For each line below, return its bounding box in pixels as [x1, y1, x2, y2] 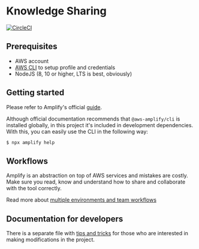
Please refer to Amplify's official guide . [6, 103, 102, 110]
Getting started [6, 88, 65, 98]
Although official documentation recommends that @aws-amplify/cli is [6, 115, 180, 122]
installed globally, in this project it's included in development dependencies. [6, 121, 194, 128]
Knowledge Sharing [6, 4, 107, 18]
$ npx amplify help [6, 139, 55, 145]
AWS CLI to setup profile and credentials [14, 64, 116, 71]
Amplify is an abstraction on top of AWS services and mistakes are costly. [6, 172, 189, 179]
